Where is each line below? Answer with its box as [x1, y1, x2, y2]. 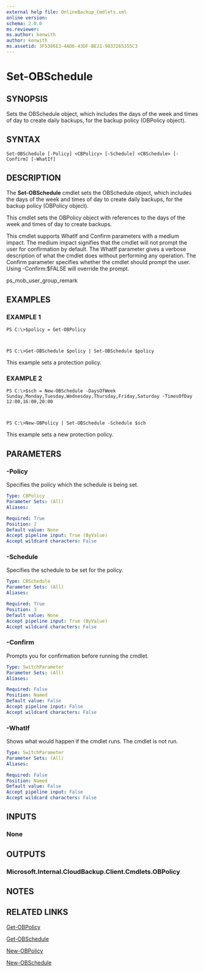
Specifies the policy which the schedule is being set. [6, 481, 139, 488]
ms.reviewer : [6, 26, 40, 32]
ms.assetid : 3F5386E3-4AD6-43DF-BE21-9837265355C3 [6, 44, 138, 50]
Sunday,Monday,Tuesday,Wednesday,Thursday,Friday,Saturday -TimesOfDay [6, 393, 192, 400]
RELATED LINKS [6, 907, 68, 917]
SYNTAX [6, 134, 41, 145]
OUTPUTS [6, 849, 46, 859]
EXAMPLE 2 [6, 374, 43, 383]
